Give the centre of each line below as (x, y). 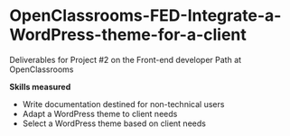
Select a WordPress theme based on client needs (114, 123)
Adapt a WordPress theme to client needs (100, 113)
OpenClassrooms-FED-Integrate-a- (145, 16)
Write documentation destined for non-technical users (123, 104)
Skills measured (40, 86)
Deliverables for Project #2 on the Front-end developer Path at (126, 59)
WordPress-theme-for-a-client (128, 35)
